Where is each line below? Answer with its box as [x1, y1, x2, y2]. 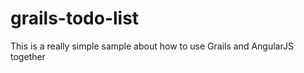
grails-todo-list [10, 7, 140, 30]
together [10, 50, 46, 62]
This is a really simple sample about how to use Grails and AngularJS [10, 40, 294, 52]
